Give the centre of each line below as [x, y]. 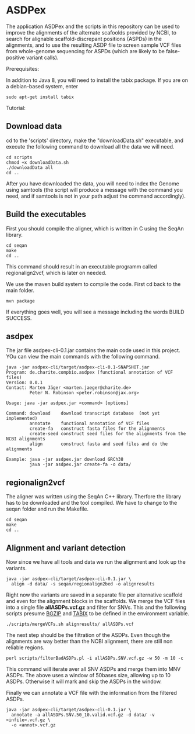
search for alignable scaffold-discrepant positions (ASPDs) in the [84, 39]
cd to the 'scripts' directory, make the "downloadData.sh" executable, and [95, 140]
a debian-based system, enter [42, 86]
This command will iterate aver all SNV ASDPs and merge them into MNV [93, 669]
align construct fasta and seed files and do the [98, 444]
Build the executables [46, 214]
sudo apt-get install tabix [40, 97]
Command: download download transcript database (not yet [83, 413]
